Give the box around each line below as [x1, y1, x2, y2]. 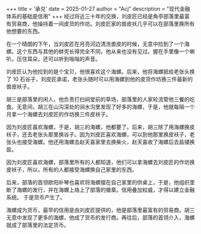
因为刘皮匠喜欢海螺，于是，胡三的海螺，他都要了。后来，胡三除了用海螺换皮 [6, 123, 195, 130]
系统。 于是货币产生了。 [6, 194, 66, 200]
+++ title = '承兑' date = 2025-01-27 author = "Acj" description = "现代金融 [6, 5, 190, 12]
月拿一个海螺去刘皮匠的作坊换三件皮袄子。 [6, 111, 111, 118]
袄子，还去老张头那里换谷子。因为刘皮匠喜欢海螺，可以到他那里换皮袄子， [6, 131, 190, 138]
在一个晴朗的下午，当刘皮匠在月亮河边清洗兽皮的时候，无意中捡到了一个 [6, 41, 184, 47]
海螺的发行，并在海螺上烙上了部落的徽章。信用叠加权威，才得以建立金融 [16, 186, 195, 193]
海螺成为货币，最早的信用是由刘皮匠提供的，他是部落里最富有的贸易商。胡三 [6, 206, 195, 214]
